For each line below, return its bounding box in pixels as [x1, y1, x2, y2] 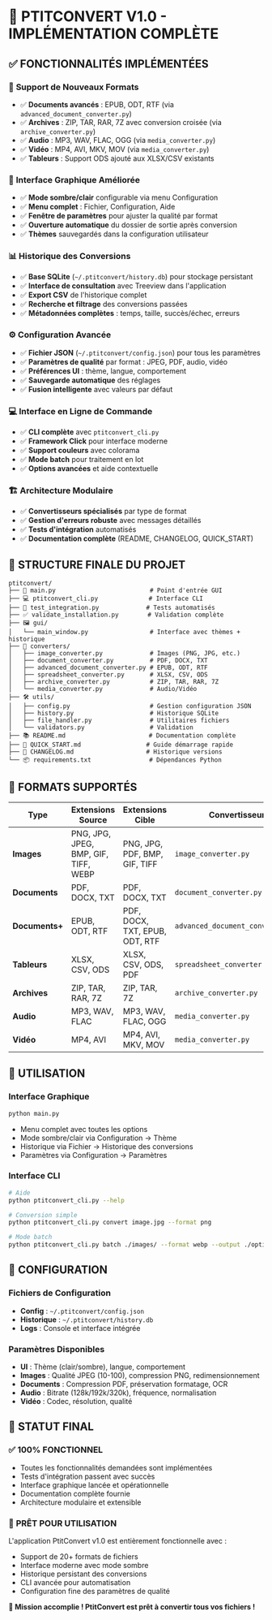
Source [79, 814, 108, 825]
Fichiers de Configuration [8, 1287, 112, 1298]
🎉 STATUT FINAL [8, 1420, 95, 1434]
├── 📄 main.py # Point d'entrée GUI [8, 586, 223, 595]
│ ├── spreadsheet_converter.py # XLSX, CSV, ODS [8, 671, 208, 679]
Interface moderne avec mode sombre [19, 1561, 149, 1570]
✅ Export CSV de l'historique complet [19, 290, 147, 300]
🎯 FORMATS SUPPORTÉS [8, 780, 138, 794]
